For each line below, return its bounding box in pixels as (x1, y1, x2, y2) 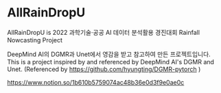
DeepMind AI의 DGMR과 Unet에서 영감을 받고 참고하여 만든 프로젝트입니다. (7, 50, 211, 58)
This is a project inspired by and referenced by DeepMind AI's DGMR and (7, 57, 215, 66)
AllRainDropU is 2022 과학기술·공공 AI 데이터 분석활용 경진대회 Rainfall (7, 28, 200, 36)
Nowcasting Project (7, 36, 63, 44)
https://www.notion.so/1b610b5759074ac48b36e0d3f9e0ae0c (7, 78, 185, 86)
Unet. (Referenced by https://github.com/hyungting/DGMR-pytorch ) (7, 65, 201, 73)
